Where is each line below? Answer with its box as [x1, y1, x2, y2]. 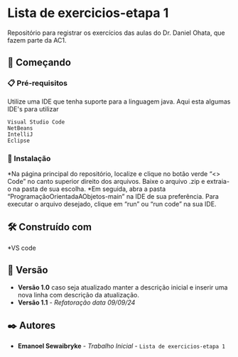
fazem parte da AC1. [7, 35, 67, 44]
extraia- [206, 177, 229, 185]
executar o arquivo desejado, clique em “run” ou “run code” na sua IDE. [7, 199, 217, 208]
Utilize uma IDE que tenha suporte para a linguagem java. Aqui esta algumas [7, 97, 231, 106]
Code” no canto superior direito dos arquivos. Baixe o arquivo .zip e [7, 177, 205, 185]
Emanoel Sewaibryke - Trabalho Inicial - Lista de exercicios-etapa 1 [17, 342, 226, 351]
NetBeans [7, 124, 33, 132]
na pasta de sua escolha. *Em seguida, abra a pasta [13, 185, 166, 193]
